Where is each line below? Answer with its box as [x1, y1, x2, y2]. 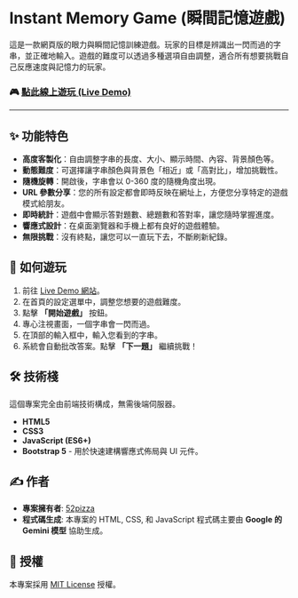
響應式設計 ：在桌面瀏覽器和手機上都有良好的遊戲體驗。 [21, 220, 224, 231]
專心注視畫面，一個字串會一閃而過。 [21, 318, 155, 329]
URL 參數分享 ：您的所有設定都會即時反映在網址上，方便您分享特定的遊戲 [21, 187, 288, 198]
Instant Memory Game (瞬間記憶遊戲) [9, 8, 286, 28]
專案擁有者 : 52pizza [21, 503, 95, 514]
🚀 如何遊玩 [9, 259, 67, 275]
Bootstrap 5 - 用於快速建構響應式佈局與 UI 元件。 [21, 445, 204, 456]
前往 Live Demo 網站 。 [21, 285, 105, 296]
